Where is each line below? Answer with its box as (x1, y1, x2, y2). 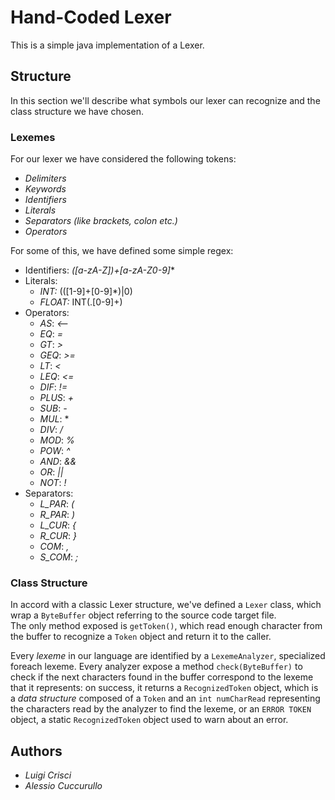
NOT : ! (39, 477, 67, 489)
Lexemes (10, 130, 56, 144)
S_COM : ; (39, 551, 79, 563)
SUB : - (39, 402, 68, 415)
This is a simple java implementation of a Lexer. (10, 39, 205, 51)
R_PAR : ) (39, 509, 76, 521)
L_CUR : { (39, 519, 77, 531)
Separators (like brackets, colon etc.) (24, 215, 178, 227)
